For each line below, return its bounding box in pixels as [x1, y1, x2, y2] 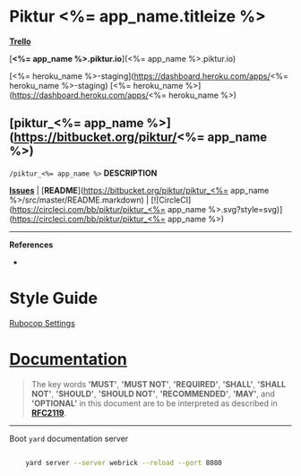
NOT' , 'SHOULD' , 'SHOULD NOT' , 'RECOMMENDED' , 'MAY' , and [30, 388, 276, 399]
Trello [9, 36, 31, 47]
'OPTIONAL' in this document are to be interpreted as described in [30, 397, 278, 409]
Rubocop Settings [9, 317, 76, 328]
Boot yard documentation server [9, 433, 129, 444]
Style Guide [9, 288, 99, 308]
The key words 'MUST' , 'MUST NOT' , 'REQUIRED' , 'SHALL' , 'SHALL [30, 378, 287, 389]
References [9, 239, 54, 250]
